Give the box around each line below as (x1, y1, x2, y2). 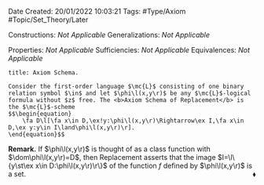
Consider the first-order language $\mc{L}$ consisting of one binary (8, 82, 244, 90)
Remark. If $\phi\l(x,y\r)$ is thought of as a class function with (8, 144, 211, 154)
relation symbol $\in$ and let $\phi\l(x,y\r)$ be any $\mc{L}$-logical (8, 89, 251, 97)
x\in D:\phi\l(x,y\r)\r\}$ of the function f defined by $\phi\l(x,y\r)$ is (35, 161, 253, 170)
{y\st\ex (8, 161, 34, 170)
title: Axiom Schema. (8, 69, 79, 77)
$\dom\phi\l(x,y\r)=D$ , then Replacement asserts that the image (8, 153, 216, 161)
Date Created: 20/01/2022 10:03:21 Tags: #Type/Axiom (8, 7, 186, 16)
